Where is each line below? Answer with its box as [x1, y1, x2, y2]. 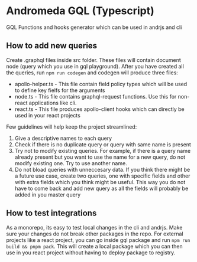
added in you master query [14, 191, 81, 198]
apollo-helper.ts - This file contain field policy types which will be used [14, 80, 188, 87]
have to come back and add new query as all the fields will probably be [14, 185, 189, 192]
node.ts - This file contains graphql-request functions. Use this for [14, 93, 177, 100]
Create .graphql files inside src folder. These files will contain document [6, 56, 182, 63]
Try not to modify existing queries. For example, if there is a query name [14, 147, 191, 154]
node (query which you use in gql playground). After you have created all [6, 63, 185, 70]
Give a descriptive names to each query [14, 135, 112, 142]
